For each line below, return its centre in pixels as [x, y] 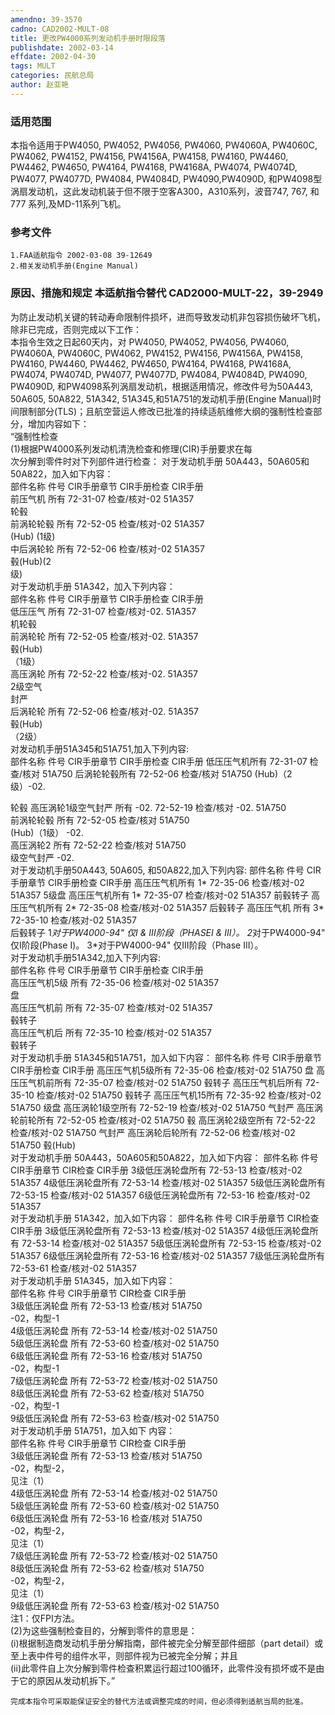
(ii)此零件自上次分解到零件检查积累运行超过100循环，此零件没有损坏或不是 [163, 1668]
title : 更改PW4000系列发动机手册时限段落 [88, 38]
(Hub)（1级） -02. [47, 832]
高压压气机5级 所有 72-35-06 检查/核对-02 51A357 [115, 982]
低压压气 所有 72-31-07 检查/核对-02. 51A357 [103, 611]
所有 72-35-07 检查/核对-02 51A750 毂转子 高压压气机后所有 [178, 1082]
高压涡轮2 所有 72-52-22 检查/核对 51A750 [98, 845]
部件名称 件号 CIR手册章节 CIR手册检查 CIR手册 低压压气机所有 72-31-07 [159, 761]
